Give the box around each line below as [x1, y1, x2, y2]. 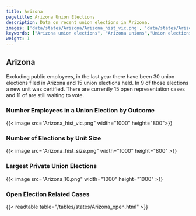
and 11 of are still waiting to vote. [6, 91, 85, 98]
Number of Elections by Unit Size [6, 134, 101, 142]
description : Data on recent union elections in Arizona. [6, 19, 150, 25]
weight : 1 [6, 36, 30, 42]
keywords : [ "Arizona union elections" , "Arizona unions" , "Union [6, 30, 166, 36]
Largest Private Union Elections [6, 162, 97, 170]
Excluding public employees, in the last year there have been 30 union [6, 73, 175, 80]
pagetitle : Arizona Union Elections [6, 14, 95, 20]
